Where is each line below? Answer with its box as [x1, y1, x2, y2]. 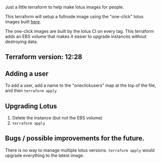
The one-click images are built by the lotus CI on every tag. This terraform [5, 28, 154, 34]
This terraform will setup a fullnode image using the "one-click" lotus [5, 14, 144, 19]
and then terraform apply [5, 88, 57, 93]
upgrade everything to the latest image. [5, 152, 84, 158]
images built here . [5, 19, 41, 24]
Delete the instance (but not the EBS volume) [12, 115, 103, 121]
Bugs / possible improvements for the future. [5, 134, 145, 142]
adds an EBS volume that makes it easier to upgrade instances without [5, 34, 147, 39]
